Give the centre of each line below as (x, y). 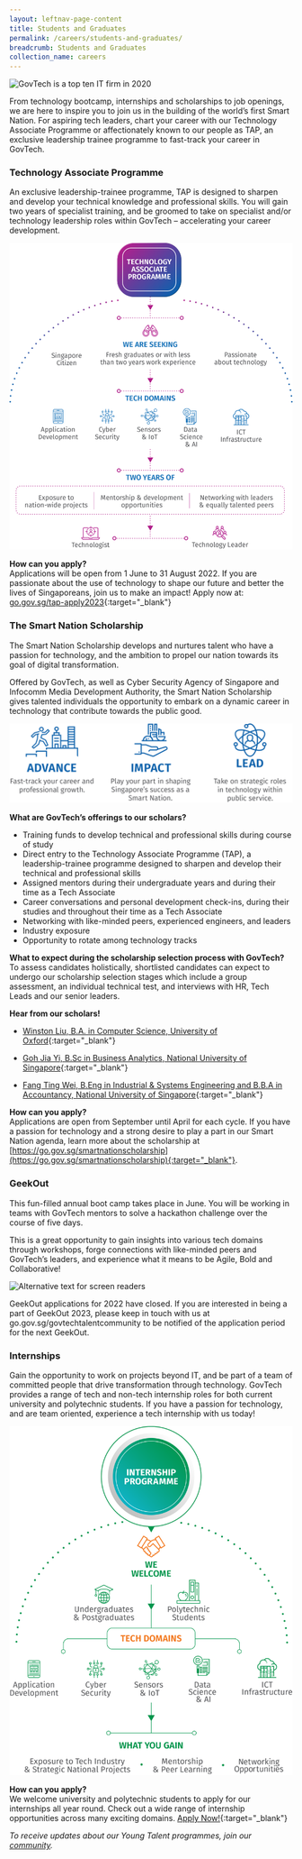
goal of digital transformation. (64, 664)
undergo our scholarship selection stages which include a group (128, 977)
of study (38, 845)
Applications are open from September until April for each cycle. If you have (150, 1122)
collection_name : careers (58, 57)
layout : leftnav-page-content (66, 19)
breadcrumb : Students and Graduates (78, 48)
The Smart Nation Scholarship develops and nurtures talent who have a (142, 646)
